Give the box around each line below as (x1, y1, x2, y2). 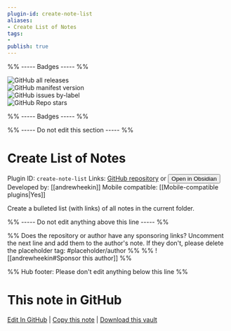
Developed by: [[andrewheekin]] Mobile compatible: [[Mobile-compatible (7, 182, 219, 191)
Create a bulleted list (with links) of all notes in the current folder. (7, 204, 195, 212)
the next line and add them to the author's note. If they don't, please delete (7, 239, 224, 247)
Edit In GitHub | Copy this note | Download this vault (7, 315, 158, 324)
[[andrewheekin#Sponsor (7, 254, 81, 262)
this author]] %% (82, 254, 132, 262)
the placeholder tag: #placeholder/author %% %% (7, 246, 154, 254)
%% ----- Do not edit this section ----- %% (7, 126, 134, 134)
